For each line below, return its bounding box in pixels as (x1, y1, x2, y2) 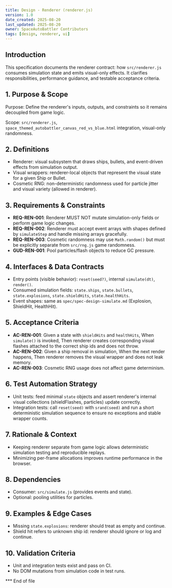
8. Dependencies (5, 475, 61, 484)
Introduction (5, 50, 46, 59)
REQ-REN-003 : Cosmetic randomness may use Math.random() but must (12, 236, 165, 243)
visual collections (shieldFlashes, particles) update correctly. (12, 399, 141, 405)
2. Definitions (5, 145, 50, 154)
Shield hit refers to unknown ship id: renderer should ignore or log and (12, 528, 162, 534)
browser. (12, 460, 32, 466)
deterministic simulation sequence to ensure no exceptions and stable (12, 410, 161, 416)
